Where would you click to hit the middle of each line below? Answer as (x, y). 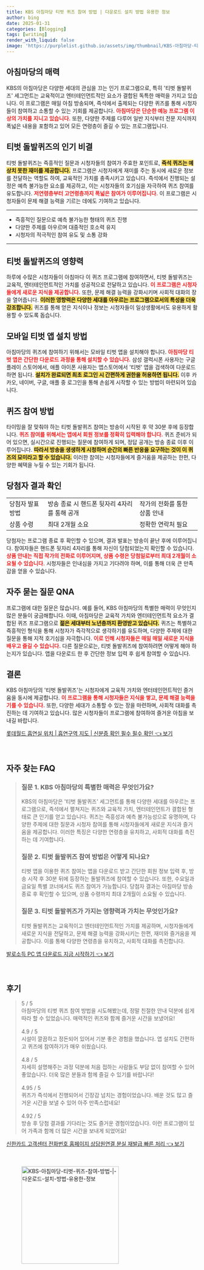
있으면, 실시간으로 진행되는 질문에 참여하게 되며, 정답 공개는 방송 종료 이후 (100, 442)
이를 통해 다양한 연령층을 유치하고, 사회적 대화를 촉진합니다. (114, 941)
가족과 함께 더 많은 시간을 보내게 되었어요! (77, 1131)
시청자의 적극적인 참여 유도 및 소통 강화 (61, 234)
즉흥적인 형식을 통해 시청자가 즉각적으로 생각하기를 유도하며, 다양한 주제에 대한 (100, 630)
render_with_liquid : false (40, 40)
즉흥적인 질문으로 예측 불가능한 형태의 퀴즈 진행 (71, 219)
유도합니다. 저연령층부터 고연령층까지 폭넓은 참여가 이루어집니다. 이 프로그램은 (98, 193)
